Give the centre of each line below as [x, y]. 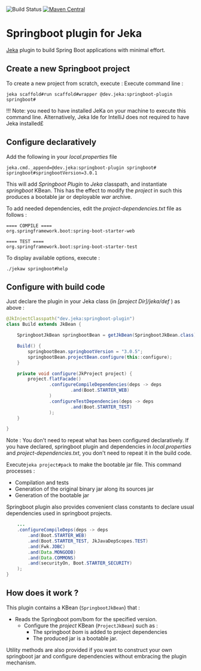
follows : [16, 214]
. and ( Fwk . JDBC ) [47, 546]
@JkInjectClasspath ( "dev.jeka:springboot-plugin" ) [71, 319]
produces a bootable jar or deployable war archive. [69, 197]
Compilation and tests [42, 483]
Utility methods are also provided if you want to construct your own [89, 649]
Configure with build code [56, 287]
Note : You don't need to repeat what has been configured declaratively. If [98, 440]
